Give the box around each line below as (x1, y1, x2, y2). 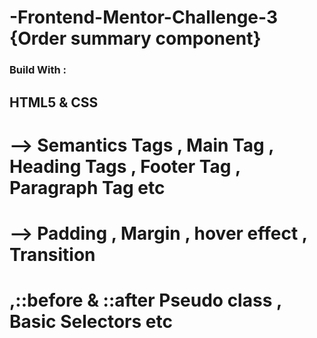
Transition (9, 243, 96, 266)
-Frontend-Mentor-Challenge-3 (9, 6, 279, 29)
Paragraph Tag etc (9, 176, 166, 199)
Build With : (9, 63, 67, 77)
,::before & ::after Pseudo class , (9, 289, 282, 312)
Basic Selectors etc (9, 311, 173, 333)
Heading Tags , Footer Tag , (9, 155, 241, 178)
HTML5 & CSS (9, 94, 99, 111)
